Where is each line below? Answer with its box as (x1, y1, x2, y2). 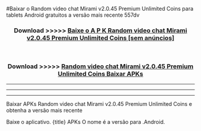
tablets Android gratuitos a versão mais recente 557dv (6, 11, 140, 19)
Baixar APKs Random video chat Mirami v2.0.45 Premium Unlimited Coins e (6, 100, 193, 107)
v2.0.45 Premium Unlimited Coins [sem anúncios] (26, 33, 175, 42)
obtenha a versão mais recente (6, 106, 83, 114)
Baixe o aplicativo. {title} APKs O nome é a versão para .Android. (6, 118, 166, 125)
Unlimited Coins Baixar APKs (57, 70, 144, 78)
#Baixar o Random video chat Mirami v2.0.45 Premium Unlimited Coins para (6, 5, 194, 12)
